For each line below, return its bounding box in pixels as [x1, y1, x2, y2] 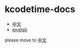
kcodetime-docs [5, 4, 75, 15]
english [12, 26, 28, 32]
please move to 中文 [5, 37, 47, 43]
